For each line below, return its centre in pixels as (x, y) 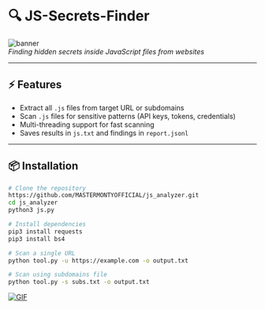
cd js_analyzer (33, 203)
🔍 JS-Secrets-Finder (79, 16)
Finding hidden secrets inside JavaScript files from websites (106, 51)
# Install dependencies (47, 225)
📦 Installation (43, 166)
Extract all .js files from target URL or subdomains (102, 107)
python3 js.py (32, 210)
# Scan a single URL (42, 253)
